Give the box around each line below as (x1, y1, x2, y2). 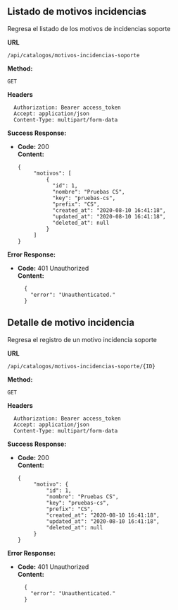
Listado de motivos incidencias (7, 6, 147, 18)
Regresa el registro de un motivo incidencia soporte (7, 335, 157, 344)
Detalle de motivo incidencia (7, 317, 135, 329)
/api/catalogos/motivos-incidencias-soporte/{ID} (7, 363, 156, 370)
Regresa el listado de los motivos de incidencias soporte (7, 24, 171, 33)
